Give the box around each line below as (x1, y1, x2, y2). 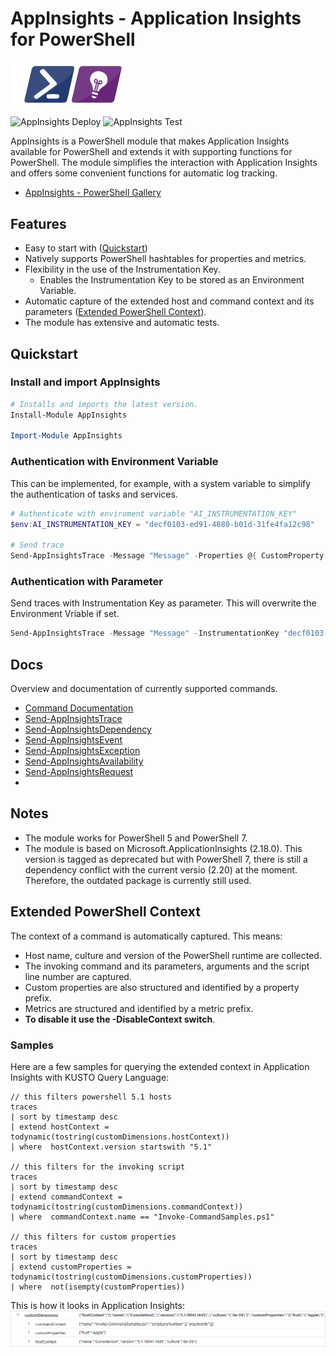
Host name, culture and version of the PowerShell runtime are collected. (24, 949, 322, 961)
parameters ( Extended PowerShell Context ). (24, 306, 207, 318)
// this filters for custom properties (10, 1232, 177, 1242)
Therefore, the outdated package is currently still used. (24, 874, 252, 886)
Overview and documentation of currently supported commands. (10, 682, 278, 694)
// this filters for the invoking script (10, 1162, 186, 1172)
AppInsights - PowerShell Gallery (24, 187, 162, 199)
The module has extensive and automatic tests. (24, 317, 220, 329)
